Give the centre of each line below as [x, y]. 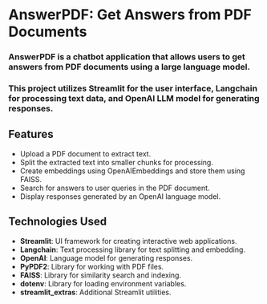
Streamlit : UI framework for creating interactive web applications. [128, 241]
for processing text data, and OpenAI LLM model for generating [134, 99]
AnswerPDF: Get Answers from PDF [130, 15]
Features [31, 134]
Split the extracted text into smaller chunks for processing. [117, 162]
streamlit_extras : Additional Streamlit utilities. [95, 292]
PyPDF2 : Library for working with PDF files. [92, 266]
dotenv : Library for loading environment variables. [103, 283]
